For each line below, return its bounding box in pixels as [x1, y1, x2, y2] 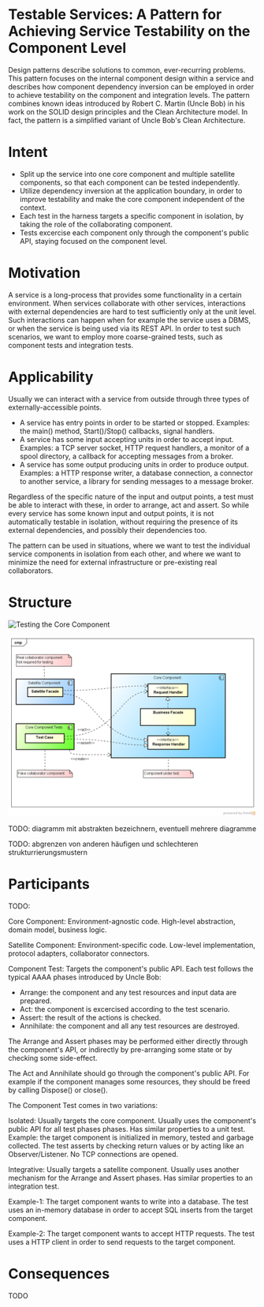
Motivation [8, 264, 81, 282]
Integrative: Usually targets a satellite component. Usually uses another [8, 1164, 240, 1174]
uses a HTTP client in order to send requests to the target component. [8, 1237, 236, 1246]
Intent [8, 144, 48, 161]
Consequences [8, 1265, 110, 1283]
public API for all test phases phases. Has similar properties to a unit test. [8, 1124, 246, 1133]
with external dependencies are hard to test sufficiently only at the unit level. [8, 306, 257, 316]
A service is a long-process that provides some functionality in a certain [8, 290, 242, 299]
